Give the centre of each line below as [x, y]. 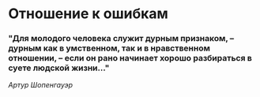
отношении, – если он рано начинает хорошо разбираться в [130, 58]
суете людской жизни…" [59, 68]
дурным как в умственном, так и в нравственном [109, 48]
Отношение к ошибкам [88, 14]
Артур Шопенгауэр [41, 85]
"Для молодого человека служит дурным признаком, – [121, 39]
